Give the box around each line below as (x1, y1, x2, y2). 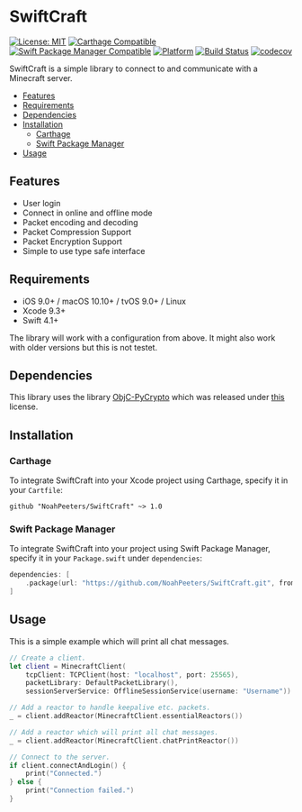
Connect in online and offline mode (22, 207, 153, 218)
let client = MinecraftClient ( (9, 661, 127, 671)
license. (9, 401, 39, 412)
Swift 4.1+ (22, 315, 59, 325)
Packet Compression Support (22, 226, 132, 237)
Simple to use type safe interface (22, 245, 146, 256)
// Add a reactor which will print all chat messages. (9, 727, 219, 736)
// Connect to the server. (9, 753, 111, 762)
